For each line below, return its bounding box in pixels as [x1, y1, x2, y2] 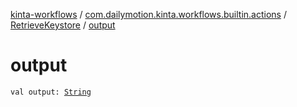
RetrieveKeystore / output [10, 19, 116, 31]
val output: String [10, 87, 92, 97]
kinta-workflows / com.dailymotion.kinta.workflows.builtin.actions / [10, 9, 287, 20]
